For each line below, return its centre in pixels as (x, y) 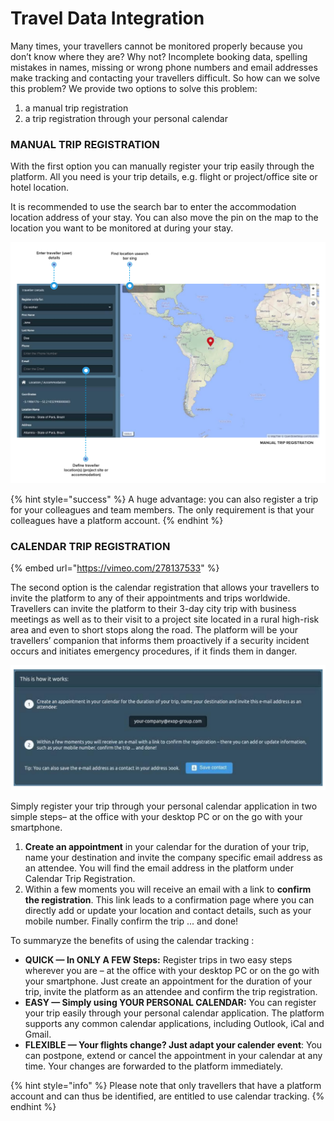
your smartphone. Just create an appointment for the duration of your (168, 981)
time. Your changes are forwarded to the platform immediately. (154, 1066)
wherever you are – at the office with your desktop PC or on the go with (172, 970)
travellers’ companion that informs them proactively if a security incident (160, 640)
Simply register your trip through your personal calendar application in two (164, 806)
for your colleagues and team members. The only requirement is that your (162, 509)
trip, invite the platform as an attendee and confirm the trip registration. (171, 991)
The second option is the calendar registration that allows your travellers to (165, 587)
